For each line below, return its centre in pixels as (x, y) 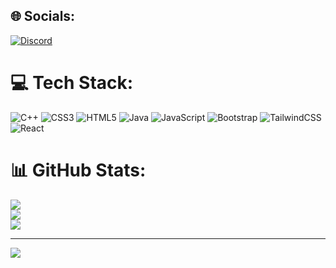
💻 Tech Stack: (72, 83)
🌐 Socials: (43, 16)
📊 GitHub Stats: (78, 170)
